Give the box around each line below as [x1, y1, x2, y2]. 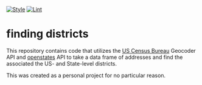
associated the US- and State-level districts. [6, 59, 117, 67]
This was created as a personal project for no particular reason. [6, 72, 166, 79]
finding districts [6, 27, 89, 41]
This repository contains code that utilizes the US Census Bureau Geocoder [6, 47, 196, 54]
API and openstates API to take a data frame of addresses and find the [6, 53, 183, 61]
